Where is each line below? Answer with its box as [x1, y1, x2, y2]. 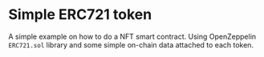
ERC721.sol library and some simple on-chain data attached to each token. [8, 40, 254, 49]
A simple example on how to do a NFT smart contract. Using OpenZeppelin [8, 32, 257, 41]
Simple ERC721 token [8, 6, 152, 24]
